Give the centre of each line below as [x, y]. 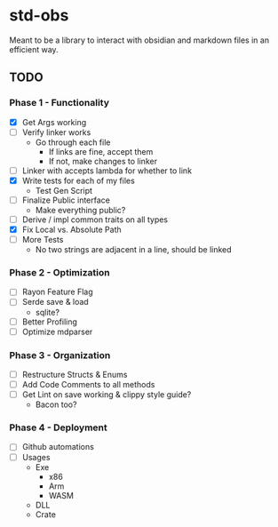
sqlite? [48, 312]
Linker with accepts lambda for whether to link [107, 171]
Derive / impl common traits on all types [95, 220]
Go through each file [73, 142]
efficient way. [34, 49]
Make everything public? [80, 210]
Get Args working [54, 122]
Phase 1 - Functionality [59, 103]
